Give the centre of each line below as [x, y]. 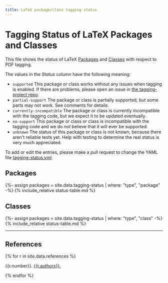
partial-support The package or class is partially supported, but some [85, 100]
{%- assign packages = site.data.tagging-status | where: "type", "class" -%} [84, 218]
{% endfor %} [19, 275]
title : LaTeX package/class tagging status [51, 10]
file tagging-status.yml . [29, 157]
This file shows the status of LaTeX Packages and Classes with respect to [81, 59]
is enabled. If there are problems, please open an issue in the [75, 89]
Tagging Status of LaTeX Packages [79, 34]
